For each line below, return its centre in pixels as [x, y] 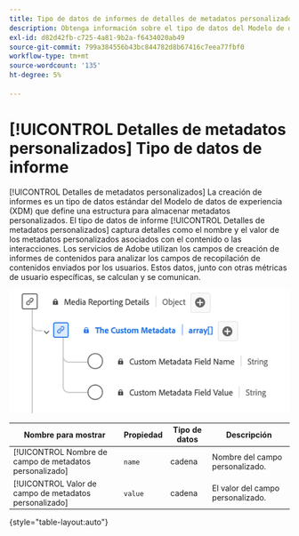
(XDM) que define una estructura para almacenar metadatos [120, 211]
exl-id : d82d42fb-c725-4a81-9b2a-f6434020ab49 [97, 37]
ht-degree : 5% [36, 76]
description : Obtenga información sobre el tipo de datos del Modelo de [147, 28]
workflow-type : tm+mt [49, 56]
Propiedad [143, 435]
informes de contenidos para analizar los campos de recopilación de [135, 258]
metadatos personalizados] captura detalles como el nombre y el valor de [145, 229]
